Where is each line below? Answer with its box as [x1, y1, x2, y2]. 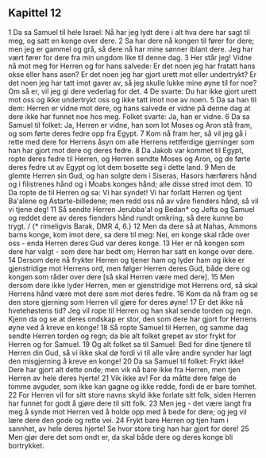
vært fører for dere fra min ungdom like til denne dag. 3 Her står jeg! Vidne [8, 52, 253, 62]
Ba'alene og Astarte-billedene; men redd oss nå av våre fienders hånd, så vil [8, 196, 259, 206]
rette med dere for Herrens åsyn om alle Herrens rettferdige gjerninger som [8, 137, 256, 146]
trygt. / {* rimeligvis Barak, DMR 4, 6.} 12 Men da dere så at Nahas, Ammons [8, 221, 258, 231]
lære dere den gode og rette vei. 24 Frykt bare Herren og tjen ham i [8, 415, 229, 425]
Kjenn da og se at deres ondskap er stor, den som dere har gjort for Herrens [8, 314, 257, 324]
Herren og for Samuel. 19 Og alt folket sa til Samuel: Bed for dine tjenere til [8, 339, 252, 348]
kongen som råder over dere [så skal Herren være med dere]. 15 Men [8, 271, 235, 281]
